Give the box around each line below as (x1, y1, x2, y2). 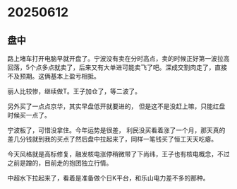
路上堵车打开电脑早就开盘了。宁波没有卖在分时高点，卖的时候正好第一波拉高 (7, 55, 230, 62)
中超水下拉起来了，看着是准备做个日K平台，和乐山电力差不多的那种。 (7, 174, 209, 182)
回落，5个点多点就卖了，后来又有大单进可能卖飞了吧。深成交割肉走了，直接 (7, 63, 228, 71)
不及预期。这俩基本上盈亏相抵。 (7, 72, 100, 80)
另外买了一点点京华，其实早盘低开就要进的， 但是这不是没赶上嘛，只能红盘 (7, 102, 226, 110)
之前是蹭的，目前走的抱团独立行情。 (7, 159, 113, 167)
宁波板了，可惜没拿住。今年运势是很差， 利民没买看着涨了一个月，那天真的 (7, 126, 226, 134)
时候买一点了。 (7, 111, 51, 119)
